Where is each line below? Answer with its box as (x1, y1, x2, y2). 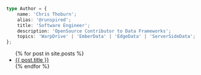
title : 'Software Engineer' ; (17, 22, 91, 28)
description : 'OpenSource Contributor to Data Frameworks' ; (17, 28, 171, 34)
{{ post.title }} (14, 56, 49, 64)
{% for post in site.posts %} (14, 50, 85, 57)
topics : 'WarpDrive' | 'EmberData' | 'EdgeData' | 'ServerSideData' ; (17, 34, 196, 40)
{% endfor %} (14, 63, 50, 70)
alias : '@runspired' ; (17, 17, 71, 23)
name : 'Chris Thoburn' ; (17, 11, 77, 17)
